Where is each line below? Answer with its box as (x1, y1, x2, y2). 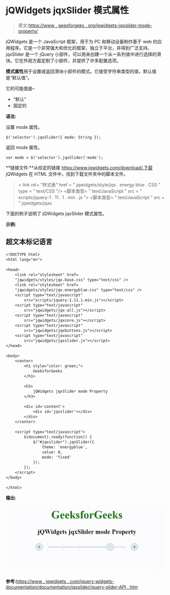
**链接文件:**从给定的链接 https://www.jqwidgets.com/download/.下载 (6, 164, 153, 170)
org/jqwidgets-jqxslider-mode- (88, 22, 152, 28)
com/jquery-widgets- (69, 578, 114, 584)
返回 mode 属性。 (6, 144, 42, 150)
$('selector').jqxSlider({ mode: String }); (6, 135, 101, 140)
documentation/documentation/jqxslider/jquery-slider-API (6, 584, 126, 590)
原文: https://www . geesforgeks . (18, 22, 87, 28)
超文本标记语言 (6, 238, 53, 246)
